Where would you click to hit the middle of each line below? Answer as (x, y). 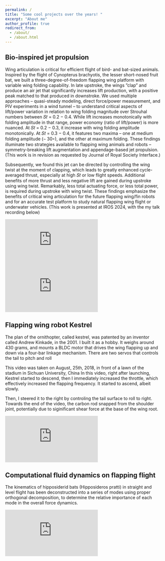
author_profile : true (27, 24)
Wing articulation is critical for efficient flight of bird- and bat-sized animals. (82, 69)
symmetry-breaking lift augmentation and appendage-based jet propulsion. (82, 150)
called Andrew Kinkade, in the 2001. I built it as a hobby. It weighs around (80, 342)
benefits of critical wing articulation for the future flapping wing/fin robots (80, 196)
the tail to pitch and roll (28, 358)
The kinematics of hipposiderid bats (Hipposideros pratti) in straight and (79, 487)
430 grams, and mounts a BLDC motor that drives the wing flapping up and (82, 347)
